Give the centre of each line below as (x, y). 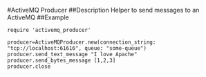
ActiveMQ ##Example (38, 17)
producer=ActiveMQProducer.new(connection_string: (82, 42)
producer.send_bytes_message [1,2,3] (62, 60)
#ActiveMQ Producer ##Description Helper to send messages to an (103, 10)
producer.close (29, 67)
